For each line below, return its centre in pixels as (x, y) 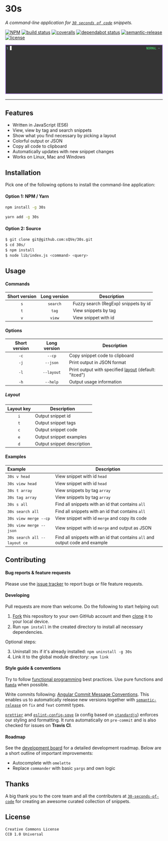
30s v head (18, 477)
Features (19, 113)
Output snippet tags (55, 423)
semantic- (146, 700)
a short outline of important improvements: (49, 753)
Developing (17, 595)
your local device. (31, 621)
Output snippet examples (61, 437)
